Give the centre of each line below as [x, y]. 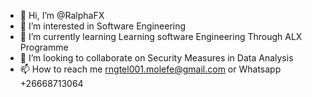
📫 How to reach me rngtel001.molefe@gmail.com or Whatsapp [150, 69]
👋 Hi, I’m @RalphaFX [62, 15]
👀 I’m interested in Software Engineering [103, 26]
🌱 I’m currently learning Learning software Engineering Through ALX [161, 36]
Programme [44, 47]
